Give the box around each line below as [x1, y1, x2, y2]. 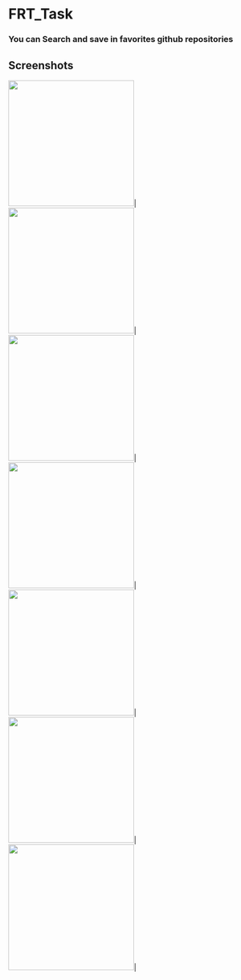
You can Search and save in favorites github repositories [8, 34, 234, 45]
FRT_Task [8, 5, 74, 23]
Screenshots [8, 58, 74, 72]
